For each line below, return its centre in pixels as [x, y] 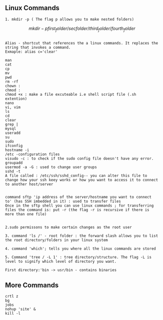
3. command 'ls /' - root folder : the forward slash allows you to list [82, 236]
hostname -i [17, 150]
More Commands [32, 285]
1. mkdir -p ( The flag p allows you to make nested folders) [70, 19]
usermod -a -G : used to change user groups [51, 167]
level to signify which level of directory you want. [61, 262]
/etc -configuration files [32, 154]
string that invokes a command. [38, 47]
